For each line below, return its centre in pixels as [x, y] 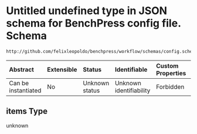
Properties [171, 73]
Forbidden [170, 86]
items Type [27, 111]
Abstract [21, 69]
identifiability [133, 91]
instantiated [25, 91]
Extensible [62, 69]
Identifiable [131, 69]
